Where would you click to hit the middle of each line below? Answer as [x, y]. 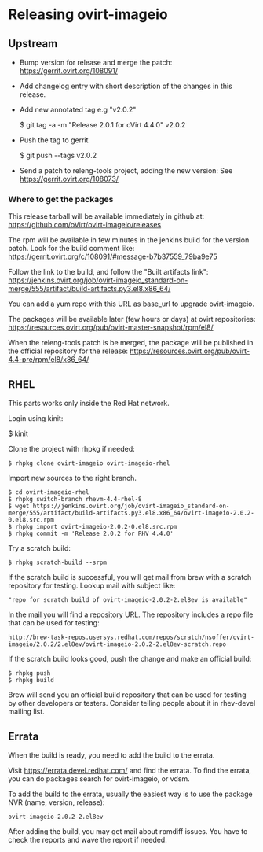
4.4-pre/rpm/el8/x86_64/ [49, 360]
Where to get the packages [61, 199]
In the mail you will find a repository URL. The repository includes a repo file [131, 614]
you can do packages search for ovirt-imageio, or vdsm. [99, 778]
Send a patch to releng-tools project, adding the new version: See [126, 170]
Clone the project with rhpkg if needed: [71, 449]
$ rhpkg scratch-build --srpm [58, 563]
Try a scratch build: [39, 548]
